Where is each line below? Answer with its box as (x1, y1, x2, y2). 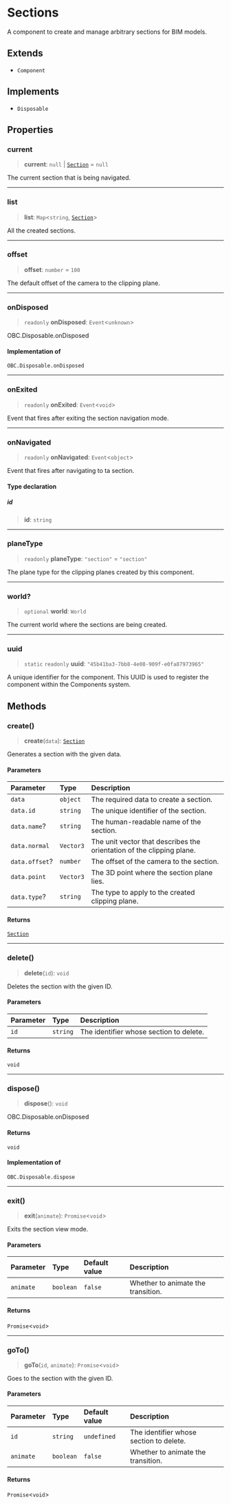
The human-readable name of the (91, 817, 201, 827)
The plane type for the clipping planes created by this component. (7, 568, 195, 576)
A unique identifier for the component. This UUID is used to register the (7, 673, 209, 681)
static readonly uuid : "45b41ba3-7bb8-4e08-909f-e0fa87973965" (23, 659, 204, 668)
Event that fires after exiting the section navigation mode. (7, 414, 170, 422)
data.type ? (10, 892, 46, 902)
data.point (10, 873, 46, 881)
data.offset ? (10, 857, 54, 867)
